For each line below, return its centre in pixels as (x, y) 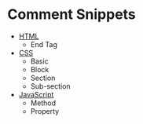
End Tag (44, 44)
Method (43, 103)
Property (45, 111)
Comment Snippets (72, 15)
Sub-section (51, 86)
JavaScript (36, 94)
